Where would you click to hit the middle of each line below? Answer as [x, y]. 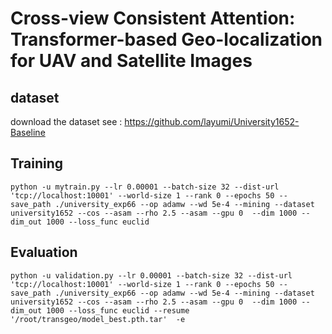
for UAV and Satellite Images [131, 61]
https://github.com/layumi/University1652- [212, 121]
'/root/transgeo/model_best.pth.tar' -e [98, 319]
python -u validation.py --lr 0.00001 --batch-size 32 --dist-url [151, 275]
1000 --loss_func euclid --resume [118, 310]
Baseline [28, 132]
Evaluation [44, 252]
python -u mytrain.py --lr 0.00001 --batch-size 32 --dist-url [145, 187]
